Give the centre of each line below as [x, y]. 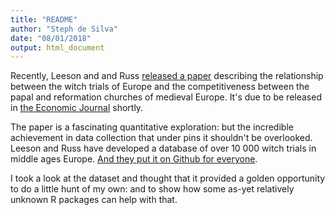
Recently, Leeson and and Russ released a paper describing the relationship [167, 76]
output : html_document [57, 47]
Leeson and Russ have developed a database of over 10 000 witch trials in [163, 148]
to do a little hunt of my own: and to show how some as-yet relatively [152, 189]
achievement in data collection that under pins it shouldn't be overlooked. [161, 138]
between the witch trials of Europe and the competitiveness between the [160, 87]
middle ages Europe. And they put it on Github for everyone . [134, 159]
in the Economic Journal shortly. [77, 108]
